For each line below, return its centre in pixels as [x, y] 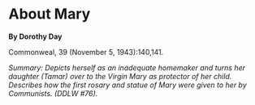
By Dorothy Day [35, 36]
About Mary [50, 14]
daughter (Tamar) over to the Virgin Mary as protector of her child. [120, 76]
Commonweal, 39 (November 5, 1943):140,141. [86, 52]
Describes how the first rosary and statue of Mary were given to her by [128, 85]
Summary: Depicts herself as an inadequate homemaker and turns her [127, 67]
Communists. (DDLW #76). [53, 93]
